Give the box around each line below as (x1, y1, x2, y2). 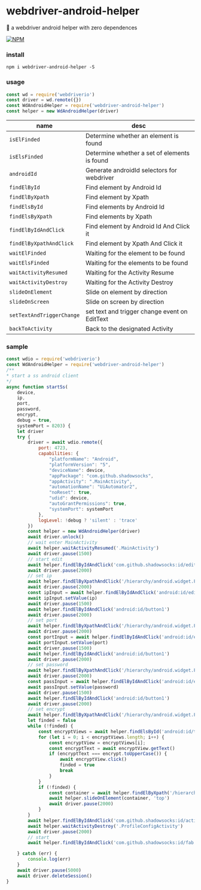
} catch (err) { (17, 851, 58, 857)
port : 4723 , (38, 445, 68, 451)
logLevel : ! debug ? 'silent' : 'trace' (38, 517, 138, 523)
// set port (28, 617, 58, 623)
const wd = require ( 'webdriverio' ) (6, 92, 95, 97)
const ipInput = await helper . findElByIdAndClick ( (28, 590, 157, 596)
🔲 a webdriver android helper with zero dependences (6, 24, 138, 31)
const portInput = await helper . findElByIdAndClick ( (28, 634, 162, 641)
